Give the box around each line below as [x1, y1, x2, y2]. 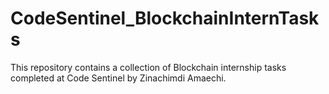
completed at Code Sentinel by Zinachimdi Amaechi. [10, 72, 227, 84]
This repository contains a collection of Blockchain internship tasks [10, 61, 287, 73]
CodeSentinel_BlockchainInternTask [10, 7, 320, 30]
